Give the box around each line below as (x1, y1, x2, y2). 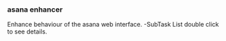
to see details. (7, 27, 47, 36)
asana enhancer (7, 5, 63, 14)
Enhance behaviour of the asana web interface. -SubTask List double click (7, 20, 220, 29)
